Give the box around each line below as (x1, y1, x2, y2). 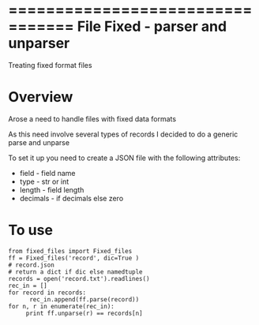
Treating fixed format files (8, 60, 92, 69)
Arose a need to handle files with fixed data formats (8, 114, 176, 123)
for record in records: (8, 289, 87, 297)
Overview (8, 88, 73, 106)
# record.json (8, 261, 55, 269)
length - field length (19, 185, 84, 194)
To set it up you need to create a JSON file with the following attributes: (8, 153, 241, 162)
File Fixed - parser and (77, 17, 227, 35)
